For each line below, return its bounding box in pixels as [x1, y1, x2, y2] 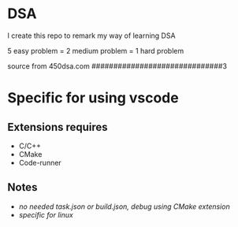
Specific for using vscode [7, 89, 179, 107]
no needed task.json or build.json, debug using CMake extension [18, 202, 230, 211]
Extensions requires [7, 120, 108, 134]
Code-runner [18, 158, 62, 167]
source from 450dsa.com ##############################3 [7, 61, 228, 71]
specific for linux [18, 210, 74, 219]
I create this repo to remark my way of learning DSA [7, 31, 176, 40]
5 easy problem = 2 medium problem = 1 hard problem [7, 46, 184, 55]
